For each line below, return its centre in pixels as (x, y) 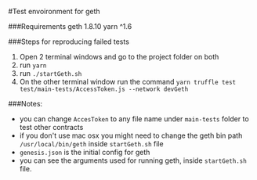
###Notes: (25, 104)
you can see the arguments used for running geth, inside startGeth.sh (133, 160)
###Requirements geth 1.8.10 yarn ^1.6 (70, 26)
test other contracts (51, 127)
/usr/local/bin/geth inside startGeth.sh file (91, 144)
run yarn (33, 65)
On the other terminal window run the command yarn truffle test (128, 82)
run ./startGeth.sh (51, 73)
